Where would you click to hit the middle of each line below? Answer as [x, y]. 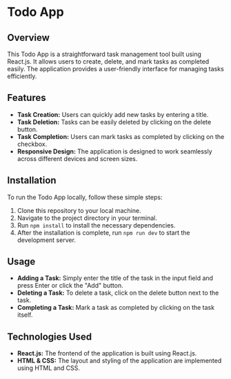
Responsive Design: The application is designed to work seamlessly [114, 151]
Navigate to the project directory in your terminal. [87, 218]
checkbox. [32, 144]
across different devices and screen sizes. [77, 158]
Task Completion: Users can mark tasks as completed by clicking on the [121, 136]
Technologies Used [49, 336]
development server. [46, 240]
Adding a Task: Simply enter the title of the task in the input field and [115, 278]
